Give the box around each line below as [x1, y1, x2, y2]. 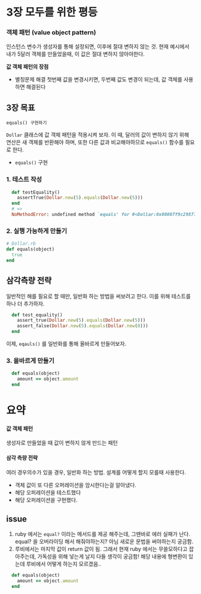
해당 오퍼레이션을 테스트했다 [14, 489, 81, 496]
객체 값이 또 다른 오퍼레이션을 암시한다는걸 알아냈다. [14, 481, 136, 488]
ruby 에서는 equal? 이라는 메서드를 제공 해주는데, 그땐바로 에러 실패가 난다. [14, 531, 190, 538]
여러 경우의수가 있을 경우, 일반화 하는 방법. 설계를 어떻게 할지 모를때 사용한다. [6, 468, 187, 476]
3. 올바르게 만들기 [6, 357, 55, 365]
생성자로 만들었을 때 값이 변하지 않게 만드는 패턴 [6, 439, 118, 446]
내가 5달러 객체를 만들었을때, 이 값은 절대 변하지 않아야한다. [6, 50, 145, 57]
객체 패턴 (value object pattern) [6, 28, 97, 36]
